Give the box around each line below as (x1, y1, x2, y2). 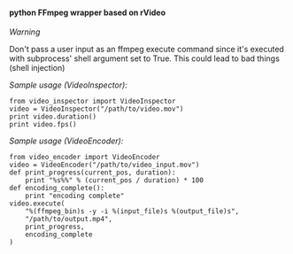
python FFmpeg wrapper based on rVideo (9, 7, 166, 18)
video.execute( (9, 199, 66, 208)
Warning (9, 27, 41, 37)
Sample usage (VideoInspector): (9, 80, 128, 90)
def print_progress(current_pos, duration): (9, 168, 176, 177)
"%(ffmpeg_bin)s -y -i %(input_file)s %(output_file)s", (25, 207, 240, 216)
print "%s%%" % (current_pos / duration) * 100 (25, 176, 204, 185)
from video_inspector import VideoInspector (9, 97, 176, 106)
